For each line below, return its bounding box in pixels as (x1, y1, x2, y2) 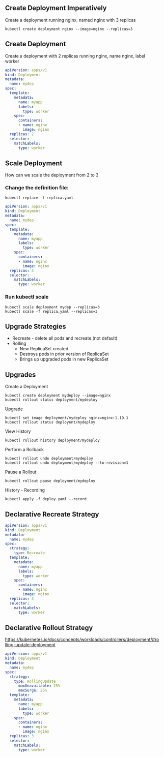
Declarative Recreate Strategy (5, 510, 99, 518)
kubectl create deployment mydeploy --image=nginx (5, 393, 111, 398)
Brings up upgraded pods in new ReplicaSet (19, 356, 109, 362)
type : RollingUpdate (14, 679, 56, 684)
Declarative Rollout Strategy (5, 623, 93, 632)
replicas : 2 (9, 131, 34, 137)
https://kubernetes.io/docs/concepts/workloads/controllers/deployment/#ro (5, 636, 159, 642)
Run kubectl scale (5, 294, 49, 301)
